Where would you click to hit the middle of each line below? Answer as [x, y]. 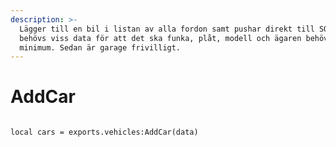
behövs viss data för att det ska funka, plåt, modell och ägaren [160, 38]
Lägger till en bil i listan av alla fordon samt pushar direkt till [167, 29]
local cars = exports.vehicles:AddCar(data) [104, 132]
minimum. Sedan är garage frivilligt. [100, 47]
